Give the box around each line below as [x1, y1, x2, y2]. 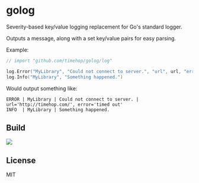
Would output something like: [6, 84, 78, 92]
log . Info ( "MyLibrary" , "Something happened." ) [6, 74, 123, 80]
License [6, 155, 36, 165]
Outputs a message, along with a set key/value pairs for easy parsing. [6, 34, 176, 42]
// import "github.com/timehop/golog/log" [6, 58, 113, 64]
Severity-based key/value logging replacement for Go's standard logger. [6, 23, 182, 30]
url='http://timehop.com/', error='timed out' [6, 102, 123, 108]
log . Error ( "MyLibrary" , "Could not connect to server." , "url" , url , [6, 68, 182, 74]
